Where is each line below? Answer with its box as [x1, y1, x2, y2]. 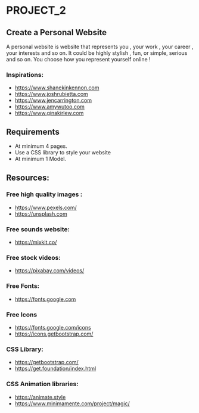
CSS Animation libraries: [6, 380, 79, 388]
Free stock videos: [6, 254, 61, 262]
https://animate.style [14, 393, 66, 400]
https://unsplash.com [14, 210, 67, 218]
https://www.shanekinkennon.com [14, 84, 99, 91]
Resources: [6, 172, 49, 182]
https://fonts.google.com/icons [14, 324, 91, 331]
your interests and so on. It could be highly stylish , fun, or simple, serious [6, 49, 188, 57]
